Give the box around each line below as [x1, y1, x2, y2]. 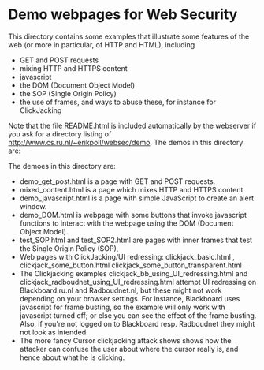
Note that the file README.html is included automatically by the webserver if [8, 121, 257, 130]
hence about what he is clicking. [19, 353, 125, 362]
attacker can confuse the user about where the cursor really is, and [19, 344, 239, 353]
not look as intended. [19, 327, 88, 337]
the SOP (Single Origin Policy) [19, 88, 117, 98]
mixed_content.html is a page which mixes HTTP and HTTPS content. [19, 185, 246, 194]
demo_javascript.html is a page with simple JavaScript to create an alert [19, 193, 255, 203]
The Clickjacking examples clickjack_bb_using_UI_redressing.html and [19, 268, 248, 278]
